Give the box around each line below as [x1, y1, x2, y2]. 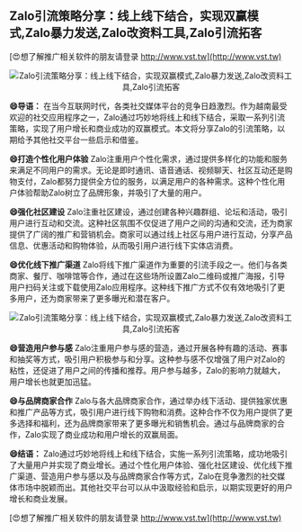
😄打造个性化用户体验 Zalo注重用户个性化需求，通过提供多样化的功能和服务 [9, 153, 288, 164]
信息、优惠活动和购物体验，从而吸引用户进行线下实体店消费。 [9, 239, 238, 250]
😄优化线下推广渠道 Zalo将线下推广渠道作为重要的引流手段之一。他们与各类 [9, 259, 288, 270]
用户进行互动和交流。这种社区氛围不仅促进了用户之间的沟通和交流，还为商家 [9, 217, 293, 228]
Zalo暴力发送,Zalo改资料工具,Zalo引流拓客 [25, 25, 262, 41]
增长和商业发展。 [9, 493, 73, 504]
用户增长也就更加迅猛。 [9, 376, 96, 387]
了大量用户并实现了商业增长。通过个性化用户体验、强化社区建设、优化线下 [9, 459, 285, 470]
